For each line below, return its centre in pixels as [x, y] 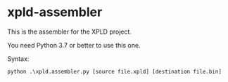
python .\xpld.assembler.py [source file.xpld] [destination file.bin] [114, 71]
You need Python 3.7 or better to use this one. [74, 45]
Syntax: [18, 59]
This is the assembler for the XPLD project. [70, 32]
